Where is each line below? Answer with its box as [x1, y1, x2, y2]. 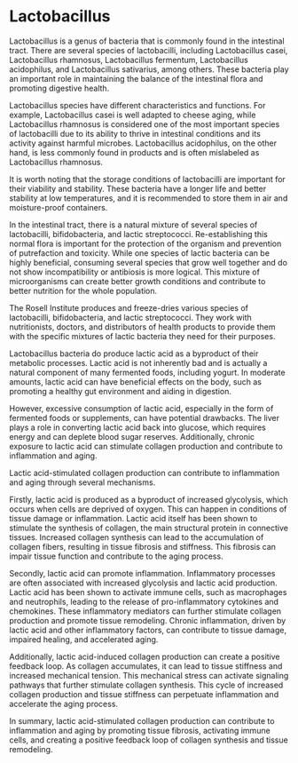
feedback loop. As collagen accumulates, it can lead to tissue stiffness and [9, 660, 283, 672]
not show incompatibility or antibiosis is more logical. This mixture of [9, 266, 260, 277]
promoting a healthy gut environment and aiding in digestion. [9, 385, 232, 396]
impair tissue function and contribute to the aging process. [9, 551, 223, 561]
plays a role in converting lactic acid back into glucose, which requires [9, 422, 266, 433]
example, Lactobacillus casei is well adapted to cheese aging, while [9, 109, 256, 120]
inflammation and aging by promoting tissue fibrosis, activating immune [9, 725, 271, 735]
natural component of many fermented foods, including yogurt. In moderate [9, 367, 286, 378]
